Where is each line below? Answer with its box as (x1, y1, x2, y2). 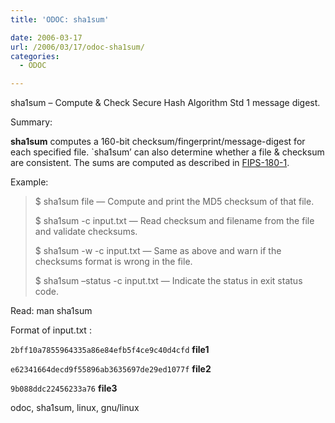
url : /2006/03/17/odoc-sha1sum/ (10, 42, 145, 52)
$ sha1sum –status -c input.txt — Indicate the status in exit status (34, 275, 303, 287)
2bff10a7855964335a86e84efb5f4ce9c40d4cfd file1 (10, 344, 210, 356)
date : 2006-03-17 (10, 32, 83, 43)
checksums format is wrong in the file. (34, 256, 193, 268)
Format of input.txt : (10, 324, 92, 336)
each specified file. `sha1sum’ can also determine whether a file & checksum (10, 146, 325, 158)
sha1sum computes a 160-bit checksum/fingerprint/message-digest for (10, 136, 306, 148)
